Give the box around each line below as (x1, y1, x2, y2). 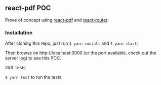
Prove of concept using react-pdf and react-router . (5, 17, 109, 23)
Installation (5, 29, 33, 36)
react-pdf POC (5, 4, 51, 12)
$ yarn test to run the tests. (5, 74, 63, 80)
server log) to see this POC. (5, 55, 62, 61)
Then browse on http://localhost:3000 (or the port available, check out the (5, 50, 157, 56)
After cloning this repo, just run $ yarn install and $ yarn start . (5, 40, 138, 46)
